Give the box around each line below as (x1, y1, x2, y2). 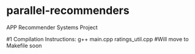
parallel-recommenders (6, 4, 130, 18)
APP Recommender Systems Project (6, 24, 98, 31)
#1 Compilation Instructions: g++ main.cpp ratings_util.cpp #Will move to (6, 35, 189, 42)
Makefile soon (6, 42, 42, 49)
